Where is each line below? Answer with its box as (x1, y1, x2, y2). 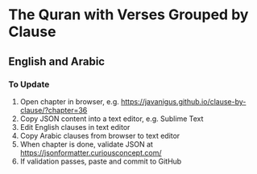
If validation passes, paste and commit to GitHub (19, 156, 182, 166)
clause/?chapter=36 (19, 105, 88, 115)
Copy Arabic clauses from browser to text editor (19, 131, 180, 140)
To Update (8, 79, 50, 90)
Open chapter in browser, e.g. (19, 96, 119, 106)
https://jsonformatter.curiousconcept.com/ (19, 148, 163, 157)
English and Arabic (8, 55, 106, 68)
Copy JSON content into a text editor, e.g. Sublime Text (19, 114, 204, 123)
